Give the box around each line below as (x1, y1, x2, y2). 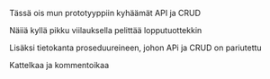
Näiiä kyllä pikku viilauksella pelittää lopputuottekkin (9, 25, 202, 35)
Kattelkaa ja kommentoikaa (9, 60, 110, 70)
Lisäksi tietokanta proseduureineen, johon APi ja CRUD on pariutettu (9, 42, 263, 53)
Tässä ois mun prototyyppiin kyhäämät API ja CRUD (9, 8, 201, 18)
